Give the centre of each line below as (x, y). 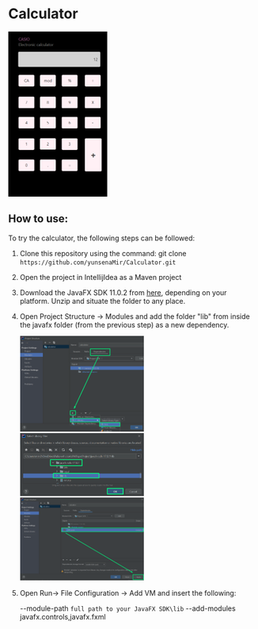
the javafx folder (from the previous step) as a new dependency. (124, 324)
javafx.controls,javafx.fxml (63, 617)
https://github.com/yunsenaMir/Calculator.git (98, 263)
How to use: (38, 219)
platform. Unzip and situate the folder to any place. (102, 301)
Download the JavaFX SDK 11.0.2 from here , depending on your (123, 292)
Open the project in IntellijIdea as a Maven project (101, 277)
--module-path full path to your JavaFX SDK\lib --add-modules (127, 608)
